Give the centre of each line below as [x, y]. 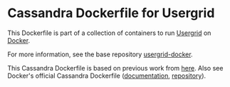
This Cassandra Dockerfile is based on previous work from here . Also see [115, 68]
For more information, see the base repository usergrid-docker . [100, 54]
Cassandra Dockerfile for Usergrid [111, 13]
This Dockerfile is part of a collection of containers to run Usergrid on [109, 33]
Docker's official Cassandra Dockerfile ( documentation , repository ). [107, 76]
